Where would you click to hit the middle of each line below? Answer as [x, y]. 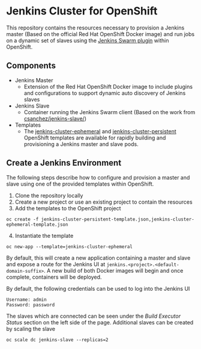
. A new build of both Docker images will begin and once [114, 270]
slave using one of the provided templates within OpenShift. [80, 184]
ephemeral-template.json [37, 224]
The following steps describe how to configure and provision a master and [98, 177]
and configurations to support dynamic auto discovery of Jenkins [105, 93]
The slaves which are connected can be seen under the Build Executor [94, 316]
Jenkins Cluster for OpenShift [82, 11]
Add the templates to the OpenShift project [68, 208]
